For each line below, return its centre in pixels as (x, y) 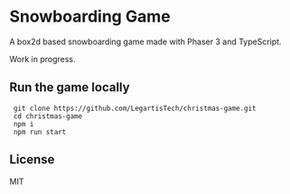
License (32, 160)
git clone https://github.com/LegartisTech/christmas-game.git (135, 108)
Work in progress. (42, 59)
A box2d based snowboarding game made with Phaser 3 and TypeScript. (145, 42)
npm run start (40, 132)
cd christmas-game (48, 116)
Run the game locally (70, 88)
